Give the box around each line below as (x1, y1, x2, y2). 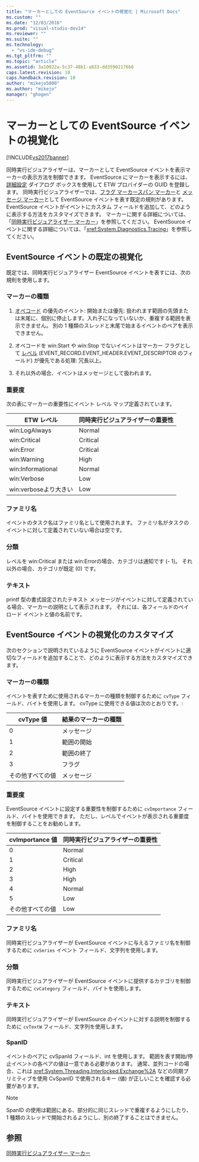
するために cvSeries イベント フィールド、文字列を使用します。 (6, 946, 162, 954)
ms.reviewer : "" (6, 31, 46, 37)
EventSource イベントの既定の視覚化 (6, 252, 143, 262)
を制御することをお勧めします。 (6, 820, 84, 827)
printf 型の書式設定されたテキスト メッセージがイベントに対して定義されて (6, 596, 188, 603)
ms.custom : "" (6, 14, 42, 20)
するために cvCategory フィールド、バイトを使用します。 (6, 984, 144, 992)
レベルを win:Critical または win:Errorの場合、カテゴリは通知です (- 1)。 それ (6, 558, 193, 565)
